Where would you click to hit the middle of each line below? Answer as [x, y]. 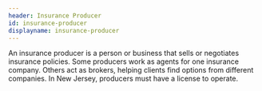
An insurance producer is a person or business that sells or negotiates [124, 53]
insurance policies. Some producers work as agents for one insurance [124, 61]
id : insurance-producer [48, 23]
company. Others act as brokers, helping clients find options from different [131, 70]
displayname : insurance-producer [64, 30]
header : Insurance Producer [55, 16]
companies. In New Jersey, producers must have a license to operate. [123, 79]
